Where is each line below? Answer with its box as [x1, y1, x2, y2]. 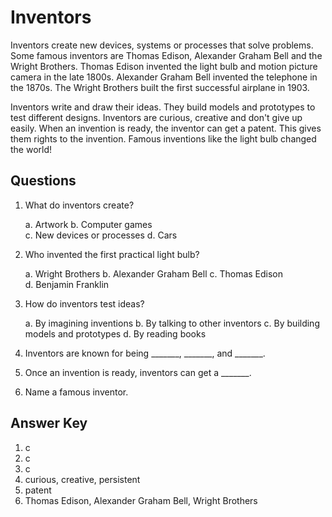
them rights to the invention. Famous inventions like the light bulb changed [10, 132, 317, 145]
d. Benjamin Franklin [24, 278, 110, 290]
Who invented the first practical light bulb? [24, 248, 200, 260]
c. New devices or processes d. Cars [24, 229, 178, 241]
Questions [10, 172, 77, 190]
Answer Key [10, 415, 88, 432]
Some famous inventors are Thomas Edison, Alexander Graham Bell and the [10, 49, 323, 61]
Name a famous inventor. [24, 386, 129, 398]
